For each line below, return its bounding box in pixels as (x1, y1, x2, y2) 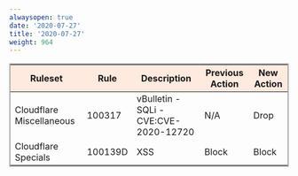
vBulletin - (136, 93, 182, 105)
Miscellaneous (14, 115, 75, 127)
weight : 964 (9, 37, 53, 47)
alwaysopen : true (9, 12, 74, 22)
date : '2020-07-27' (9, 21, 82, 30)
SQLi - (136, 103, 165, 116)
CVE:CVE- (136, 115, 182, 127)
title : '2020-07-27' (9, 29, 86, 38)
